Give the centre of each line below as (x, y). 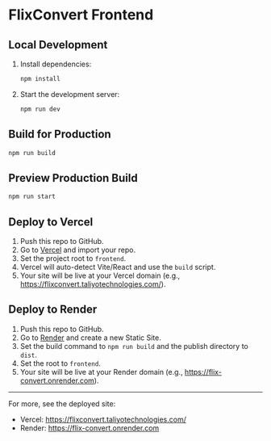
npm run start (32, 197)
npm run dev (40, 109)
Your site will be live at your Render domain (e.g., (101, 372)
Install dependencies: (56, 64)
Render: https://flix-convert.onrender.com (90, 428)
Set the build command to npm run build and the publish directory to (134, 346)
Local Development (58, 45)
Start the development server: (70, 94)
